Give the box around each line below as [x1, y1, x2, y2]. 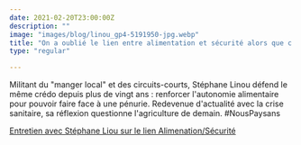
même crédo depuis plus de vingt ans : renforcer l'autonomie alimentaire [9, 89, 279, 100]
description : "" [9, 22, 70, 31]
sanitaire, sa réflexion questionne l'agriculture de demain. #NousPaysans [9, 108, 281, 119]
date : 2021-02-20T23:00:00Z [9, 13, 115, 23]
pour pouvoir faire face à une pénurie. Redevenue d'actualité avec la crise [9, 98, 284, 109]
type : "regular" [9, 47, 70, 56]
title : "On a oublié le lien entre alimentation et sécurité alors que [9, 38, 284, 48]
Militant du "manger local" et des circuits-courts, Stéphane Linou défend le [9, 79, 288, 90]
